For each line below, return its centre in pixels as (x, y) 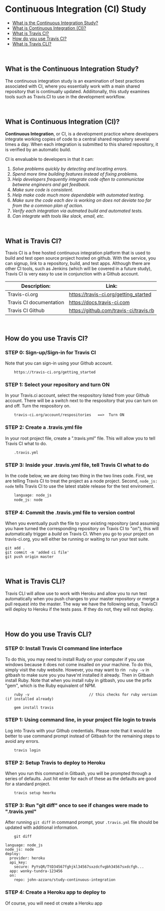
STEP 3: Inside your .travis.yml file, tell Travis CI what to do (77, 465)
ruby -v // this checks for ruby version (86, 694)
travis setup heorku (35, 793)
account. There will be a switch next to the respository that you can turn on (81, 401)
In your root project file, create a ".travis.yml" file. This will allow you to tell (80, 438)
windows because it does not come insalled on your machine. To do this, (79, 664)
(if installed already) (30, 699)
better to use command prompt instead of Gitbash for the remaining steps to (82, 736)
